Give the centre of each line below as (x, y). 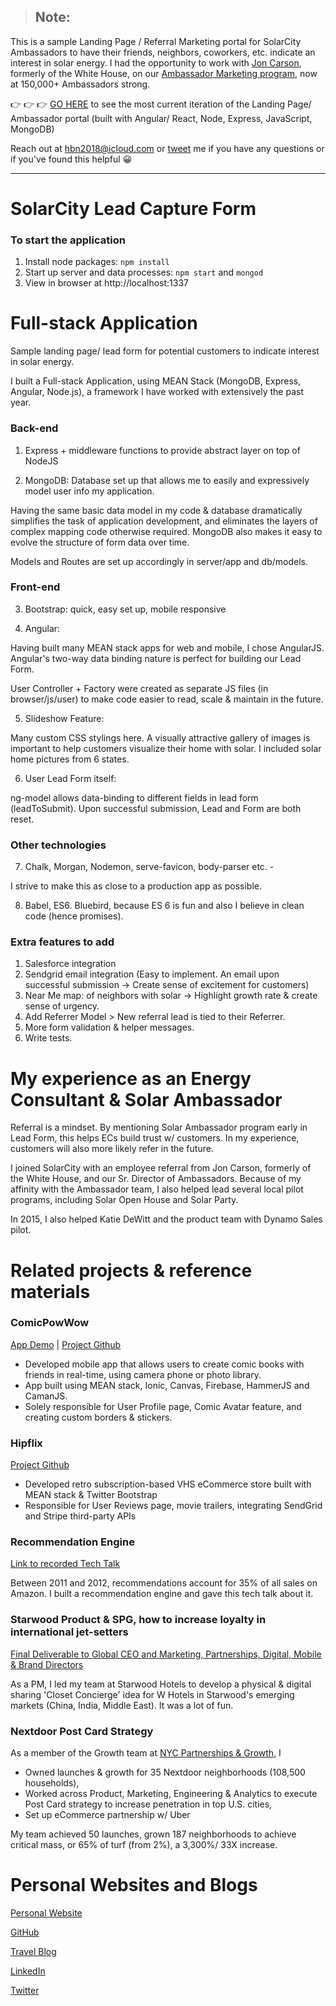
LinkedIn (28, 1971)
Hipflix (26, 1443)
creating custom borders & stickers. (98, 1417)
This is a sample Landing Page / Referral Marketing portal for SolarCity (156, 41)
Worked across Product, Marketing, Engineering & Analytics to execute (171, 1794)
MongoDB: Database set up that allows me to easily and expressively (167, 480)
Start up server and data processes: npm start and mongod (144, 272)
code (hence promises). (74, 916)
